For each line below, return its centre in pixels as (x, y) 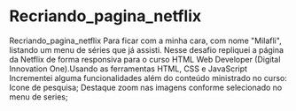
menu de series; (39, 96)
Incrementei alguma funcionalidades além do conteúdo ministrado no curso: (148, 78)
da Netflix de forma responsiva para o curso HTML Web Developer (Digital (145, 59)
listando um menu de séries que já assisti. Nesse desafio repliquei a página (147, 49)
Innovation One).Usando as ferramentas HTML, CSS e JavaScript (129, 69)
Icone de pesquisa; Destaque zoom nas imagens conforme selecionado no (146, 87)
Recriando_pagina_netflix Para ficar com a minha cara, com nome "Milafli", (145, 41)
